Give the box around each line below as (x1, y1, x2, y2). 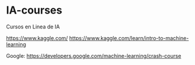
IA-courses (6, 4, 63, 17)
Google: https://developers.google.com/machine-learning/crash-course (6, 52, 181, 59)
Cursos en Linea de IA (6, 23, 60, 30)
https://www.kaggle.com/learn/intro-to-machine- (69, 34, 189, 41)
